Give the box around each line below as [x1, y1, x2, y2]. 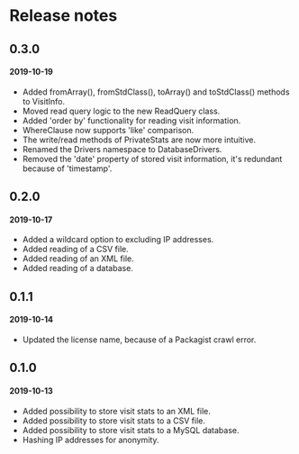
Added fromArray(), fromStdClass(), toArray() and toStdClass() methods [22, 86, 290, 97]
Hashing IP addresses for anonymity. [22, 434, 159, 445]
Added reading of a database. [22, 263, 133, 274]
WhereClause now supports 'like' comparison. [22, 124, 195, 135]
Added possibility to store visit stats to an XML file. [22, 405, 212, 416]
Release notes [9, 5, 118, 26]
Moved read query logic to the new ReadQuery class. [22, 105, 221, 116]
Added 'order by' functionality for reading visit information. [22, 114, 241, 126]
